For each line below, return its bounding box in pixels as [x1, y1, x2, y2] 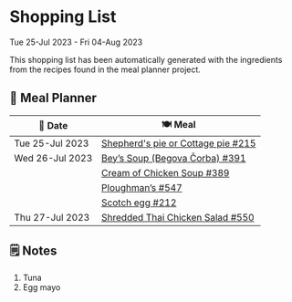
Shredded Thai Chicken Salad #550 [101, 211, 255, 224]
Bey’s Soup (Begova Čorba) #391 [101, 151, 246, 164]
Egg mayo [22, 281, 61, 293]
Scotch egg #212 [101, 196, 177, 209]
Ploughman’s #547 [101, 181, 182, 193]
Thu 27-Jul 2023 [14, 211, 90, 224]
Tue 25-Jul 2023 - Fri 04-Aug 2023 [9, 36, 143, 47]
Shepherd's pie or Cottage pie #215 [101, 137, 256, 150]
